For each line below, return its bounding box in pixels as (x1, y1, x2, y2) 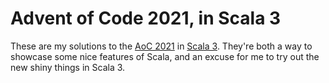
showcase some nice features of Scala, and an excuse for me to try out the (10, 50, 320, 62)
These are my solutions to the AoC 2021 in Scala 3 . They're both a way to (10, 40, 313, 52)
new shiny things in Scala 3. (10, 61, 126, 73)
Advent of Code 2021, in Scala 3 (10, 7, 282, 30)
